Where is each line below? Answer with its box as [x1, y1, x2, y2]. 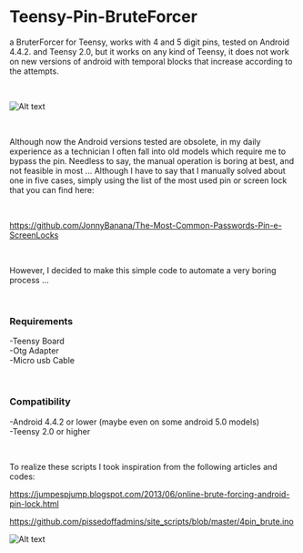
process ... [9, 274, 49, 285]
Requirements [9, 314, 74, 327]
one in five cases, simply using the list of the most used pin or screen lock [9, 175, 288, 186]
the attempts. [9, 66, 59, 77]
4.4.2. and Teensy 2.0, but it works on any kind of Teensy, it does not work [9, 46, 289, 56]
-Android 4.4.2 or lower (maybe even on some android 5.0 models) [9, 416, 260, 427]
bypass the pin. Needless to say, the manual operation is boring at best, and [9, 155, 295, 166]
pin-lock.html [9, 498, 59, 509]
